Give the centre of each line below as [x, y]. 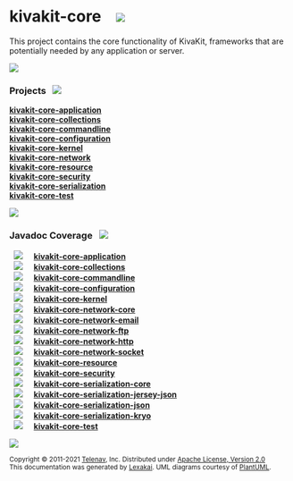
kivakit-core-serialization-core [92, 384]
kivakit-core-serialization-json [92, 405]
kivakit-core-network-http [84, 341]
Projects [28, 90]
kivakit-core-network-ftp [81, 330]
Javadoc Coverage [51, 236]
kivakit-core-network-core [84, 309]
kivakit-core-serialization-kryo [92, 415]
